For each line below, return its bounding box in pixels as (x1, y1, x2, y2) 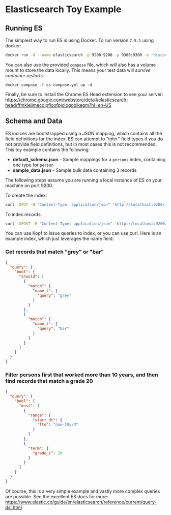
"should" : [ (18, 274, 44, 279)
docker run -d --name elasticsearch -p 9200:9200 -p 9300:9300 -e (5, 52, 149, 57)
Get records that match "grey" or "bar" (5, 248, 104, 255)
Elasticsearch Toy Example (5, 4, 122, 15)
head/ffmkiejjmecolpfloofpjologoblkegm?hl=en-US (5, 102, 112, 108)
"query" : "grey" (37, 293, 72, 298)
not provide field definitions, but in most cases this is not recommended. (5, 141, 157, 147)
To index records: (5, 211, 42, 217)
